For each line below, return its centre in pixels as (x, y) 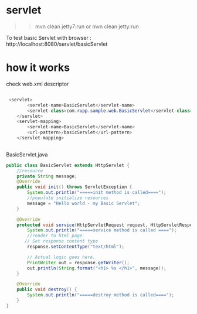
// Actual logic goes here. (61, 257)
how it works (38, 68)
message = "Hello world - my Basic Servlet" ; (84, 203)
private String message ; (47, 176)
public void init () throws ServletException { (74, 187)
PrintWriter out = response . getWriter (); (79, 262)
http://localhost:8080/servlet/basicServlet (57, 44)
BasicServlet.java (27, 154)
